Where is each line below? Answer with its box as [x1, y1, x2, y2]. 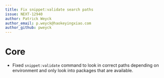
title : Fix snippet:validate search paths [5, 7, 94, 12]
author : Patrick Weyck [5, 16, 52, 21]
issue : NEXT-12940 [5, 12, 43, 17]
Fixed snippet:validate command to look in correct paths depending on [12, 62, 159, 68]
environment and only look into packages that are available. [12, 68, 133, 74]
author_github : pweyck [5, 25, 52, 30]
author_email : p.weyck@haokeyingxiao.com [5, 20, 92, 26]
